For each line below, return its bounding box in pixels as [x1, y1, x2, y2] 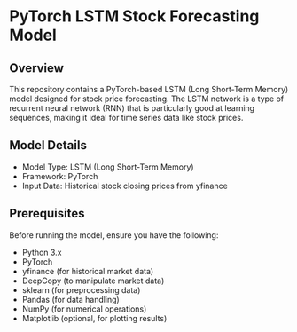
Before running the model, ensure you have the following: [9, 229, 219, 241]
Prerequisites [9, 206, 85, 221]
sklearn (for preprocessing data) [21, 284, 141, 295]
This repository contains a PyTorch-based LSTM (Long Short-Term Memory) [9, 84, 289, 94]
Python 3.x [21, 247, 62, 257]
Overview [9, 60, 65, 75]
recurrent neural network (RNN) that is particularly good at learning [9, 103, 255, 113]
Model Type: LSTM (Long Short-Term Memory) [21, 162, 194, 172]
